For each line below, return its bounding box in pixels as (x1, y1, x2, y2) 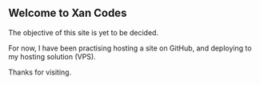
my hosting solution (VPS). (8, 51, 96, 61)
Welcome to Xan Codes (8, 6, 127, 20)
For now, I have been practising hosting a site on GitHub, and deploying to (8, 43, 252, 53)
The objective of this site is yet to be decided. (8, 27, 158, 37)
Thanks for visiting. (8, 67, 72, 77)
